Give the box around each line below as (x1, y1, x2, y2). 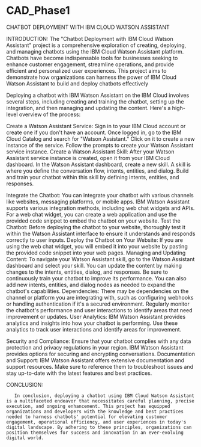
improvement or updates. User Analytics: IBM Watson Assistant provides (6, 313, 186, 320)
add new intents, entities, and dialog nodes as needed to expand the (6, 281, 175, 288)
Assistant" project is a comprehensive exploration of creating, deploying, (6, 42, 187, 49)
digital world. (6, 434, 44, 441)
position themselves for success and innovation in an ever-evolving (6, 430, 184, 436)
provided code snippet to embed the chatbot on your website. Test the (6, 217, 181, 224)
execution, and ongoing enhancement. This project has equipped (6, 403, 170, 409)
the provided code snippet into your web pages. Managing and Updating (6, 249, 186, 256)
